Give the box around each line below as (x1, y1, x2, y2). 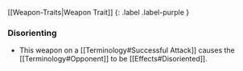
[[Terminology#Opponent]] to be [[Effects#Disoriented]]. (19, 54, 208, 64)
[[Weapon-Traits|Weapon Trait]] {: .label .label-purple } (7, 8, 190, 17)
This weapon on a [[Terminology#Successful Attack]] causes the (19, 45, 235, 55)
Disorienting (7, 27, 57, 38)
